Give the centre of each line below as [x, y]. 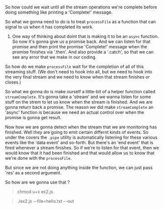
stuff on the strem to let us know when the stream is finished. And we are [79, 102]
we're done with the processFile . [38, 158]
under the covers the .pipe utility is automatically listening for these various [81, 137]
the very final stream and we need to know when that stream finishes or [78, 77]
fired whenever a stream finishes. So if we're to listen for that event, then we [82, 148]
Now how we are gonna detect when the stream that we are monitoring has [81, 127]
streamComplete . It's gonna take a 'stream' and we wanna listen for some [78, 97]
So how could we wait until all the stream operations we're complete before [81, 7]
